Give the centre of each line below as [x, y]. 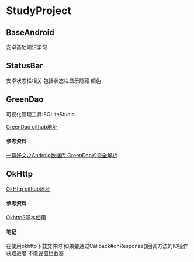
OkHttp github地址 [28, 189]
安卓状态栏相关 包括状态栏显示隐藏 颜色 [53, 81]
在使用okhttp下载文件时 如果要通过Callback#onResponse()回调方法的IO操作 [97, 246]
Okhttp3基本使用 [26, 217]
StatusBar [25, 66]
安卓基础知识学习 [27, 47]
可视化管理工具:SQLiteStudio [40, 114]
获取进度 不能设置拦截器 [35, 253]
